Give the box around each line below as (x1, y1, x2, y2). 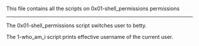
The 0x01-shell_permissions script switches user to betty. (6, 22, 147, 29)
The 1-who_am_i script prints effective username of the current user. (6, 34, 174, 40)
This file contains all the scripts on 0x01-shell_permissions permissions (6, 5, 179, 12)
